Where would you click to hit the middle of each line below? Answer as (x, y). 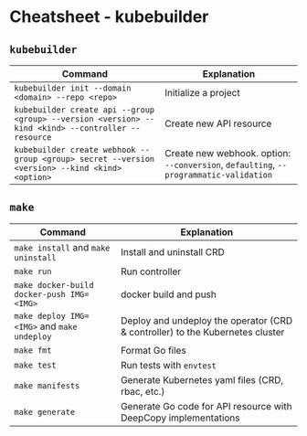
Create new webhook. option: (228, 153)
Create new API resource (218, 123)
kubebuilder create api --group (85, 110)
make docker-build (54, 285)
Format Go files (153, 350)
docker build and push (169, 294)
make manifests (47, 385)
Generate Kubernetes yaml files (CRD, (202, 379)
